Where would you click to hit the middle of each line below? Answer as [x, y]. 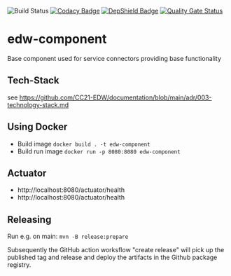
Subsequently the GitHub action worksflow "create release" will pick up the [116, 250]
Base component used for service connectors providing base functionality [114, 58]
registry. [19, 265]
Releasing [29, 220]
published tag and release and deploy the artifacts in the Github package [112, 257]
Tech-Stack [33, 81]
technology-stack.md [38, 104]
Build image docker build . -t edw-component [84, 144]
